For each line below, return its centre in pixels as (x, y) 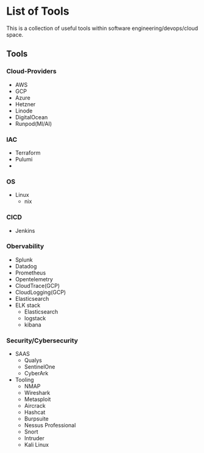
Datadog (26, 266)
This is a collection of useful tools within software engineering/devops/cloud (102, 28)
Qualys (33, 360)
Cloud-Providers (31, 72)
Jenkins (25, 230)
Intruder (34, 438)
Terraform (28, 153)
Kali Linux (37, 445)
